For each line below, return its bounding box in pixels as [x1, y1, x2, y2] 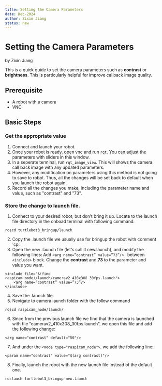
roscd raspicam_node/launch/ [5, 307, 64, 312]
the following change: [12, 326, 56, 332]
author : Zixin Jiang [5, 16, 47, 21]
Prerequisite [5, 86, 43, 95]
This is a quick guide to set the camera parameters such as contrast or [5, 67, 147, 73]
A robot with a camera [12, 99, 57, 105]
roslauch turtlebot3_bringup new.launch [5, 376, 88, 381]
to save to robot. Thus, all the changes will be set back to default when [12, 175, 153, 180]
